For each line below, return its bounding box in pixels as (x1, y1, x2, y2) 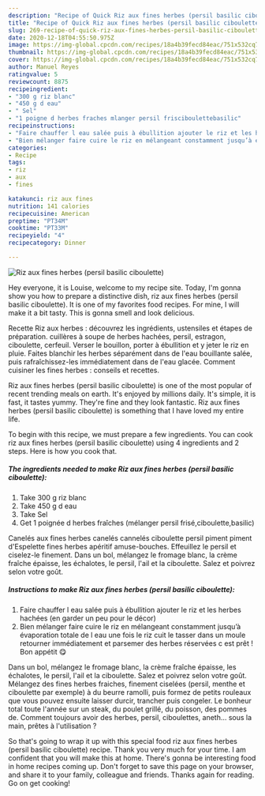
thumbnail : (8, 48, 44, 56)
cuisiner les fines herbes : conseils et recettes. (8, 365, 160, 375)
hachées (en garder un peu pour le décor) (19, 613, 156, 623)
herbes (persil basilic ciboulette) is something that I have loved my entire (8, 406, 244, 415)
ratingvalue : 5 (8, 70, 58, 78)
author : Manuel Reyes (8, 63, 80, 71)
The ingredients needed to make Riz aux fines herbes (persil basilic (8, 464, 234, 474)
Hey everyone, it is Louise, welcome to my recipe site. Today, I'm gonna (8, 282, 241, 292)
